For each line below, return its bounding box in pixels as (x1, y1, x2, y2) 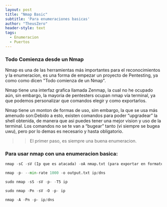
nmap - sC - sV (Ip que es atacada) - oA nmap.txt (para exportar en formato (5, 161, 164, 166)
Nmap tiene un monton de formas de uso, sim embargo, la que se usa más (5, 107, 158, 113)
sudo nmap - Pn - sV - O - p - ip (5, 188, 66, 193)
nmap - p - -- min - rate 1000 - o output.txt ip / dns (5, 170, 106, 176)
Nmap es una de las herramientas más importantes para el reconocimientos (5, 67, 161, 73)
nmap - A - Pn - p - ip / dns (5, 197, 55, 202)
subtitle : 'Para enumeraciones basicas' (5, 16, 90, 21)
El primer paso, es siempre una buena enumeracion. (29, 138, 137, 144)
